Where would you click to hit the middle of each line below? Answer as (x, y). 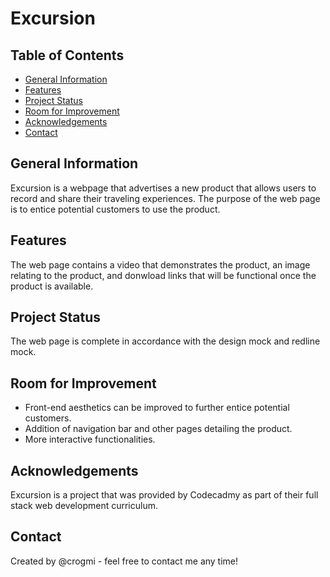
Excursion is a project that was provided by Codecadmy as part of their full (164, 495)
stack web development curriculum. (84, 506)
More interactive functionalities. (90, 439)
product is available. (52, 286)
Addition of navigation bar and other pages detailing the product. (158, 429)
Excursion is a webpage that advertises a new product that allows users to (163, 188)
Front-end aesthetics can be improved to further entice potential (157, 408)
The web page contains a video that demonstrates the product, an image (160, 264)
